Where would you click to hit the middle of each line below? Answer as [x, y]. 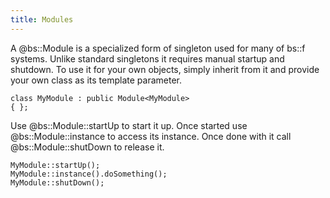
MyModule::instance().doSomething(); [89, 174]
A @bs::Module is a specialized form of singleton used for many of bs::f [158, 48]
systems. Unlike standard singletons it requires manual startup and [147, 58]
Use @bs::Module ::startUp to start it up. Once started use [129, 125]
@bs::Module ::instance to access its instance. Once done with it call [151, 136]
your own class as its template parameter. [96, 80]
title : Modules [42, 19]
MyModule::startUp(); [55, 165]
